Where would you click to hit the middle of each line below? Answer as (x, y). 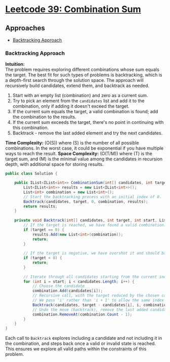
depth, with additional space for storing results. (54, 164)
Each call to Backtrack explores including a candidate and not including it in (84, 338)
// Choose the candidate (58, 286)
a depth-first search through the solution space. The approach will (75, 80)
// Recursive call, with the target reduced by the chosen (96, 296)
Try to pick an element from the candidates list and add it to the (78, 101)
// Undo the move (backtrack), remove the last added (90, 309)
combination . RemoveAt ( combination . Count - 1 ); (82, 314)
